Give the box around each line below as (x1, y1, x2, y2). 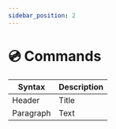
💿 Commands (8, 47, 102, 65)
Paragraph (12, 108, 51, 119)
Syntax (17, 81, 46, 92)
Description (58, 81, 104, 92)
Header (12, 94, 40, 105)
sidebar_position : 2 (8, 11, 77, 20)
